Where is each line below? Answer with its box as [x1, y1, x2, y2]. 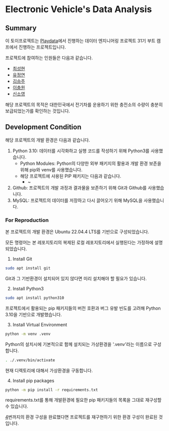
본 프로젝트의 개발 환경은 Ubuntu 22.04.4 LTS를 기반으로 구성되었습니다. [5, 229, 149, 235]
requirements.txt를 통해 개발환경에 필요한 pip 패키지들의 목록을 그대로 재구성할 [5, 397, 162, 403]
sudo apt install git [5, 266, 51, 271]
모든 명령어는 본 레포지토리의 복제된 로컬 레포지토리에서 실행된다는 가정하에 [5, 239, 154, 246]
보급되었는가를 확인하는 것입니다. [5, 108, 71, 114]
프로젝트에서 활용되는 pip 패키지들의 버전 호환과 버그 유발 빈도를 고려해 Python [5, 305, 161, 311]
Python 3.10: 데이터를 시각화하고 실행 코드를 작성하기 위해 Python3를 [12, 148, 150, 154]
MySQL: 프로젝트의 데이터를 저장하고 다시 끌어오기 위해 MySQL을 [12, 197, 143, 203]
